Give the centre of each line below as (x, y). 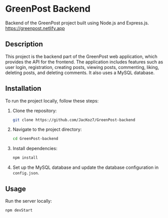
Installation (23, 88)
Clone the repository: (35, 111)
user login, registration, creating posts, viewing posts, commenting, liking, (82, 67)
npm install (25, 158)
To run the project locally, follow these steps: (52, 101)
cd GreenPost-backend (35, 139)
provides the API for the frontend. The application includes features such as (84, 62)
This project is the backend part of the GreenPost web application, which (81, 56)
